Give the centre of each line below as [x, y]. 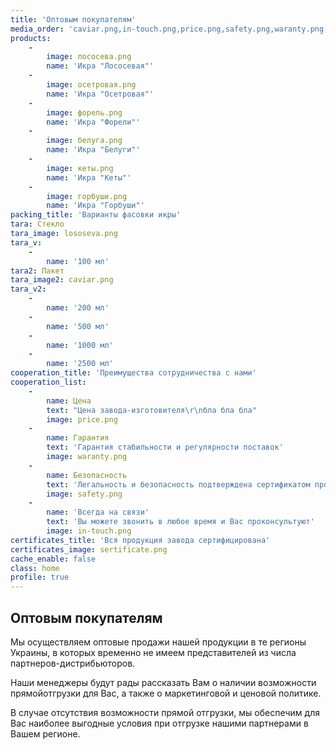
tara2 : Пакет [37, 271]
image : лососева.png [89, 57]
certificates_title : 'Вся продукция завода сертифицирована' [140, 540]
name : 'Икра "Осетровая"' [100, 94]
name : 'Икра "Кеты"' [89, 177]
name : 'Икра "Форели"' [93, 122]
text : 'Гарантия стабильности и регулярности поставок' [165, 447]
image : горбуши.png [87, 196]
